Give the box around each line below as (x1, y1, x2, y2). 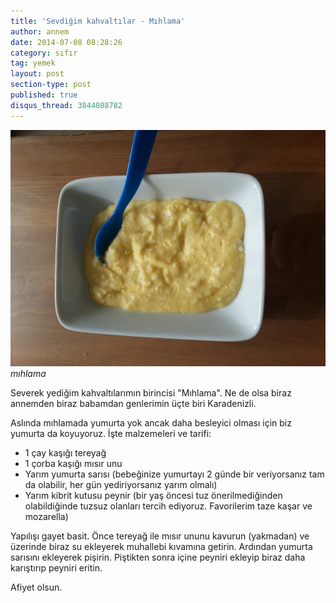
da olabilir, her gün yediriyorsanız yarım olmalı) (24, 478, 218, 490)
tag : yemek (10, 58, 56, 69)
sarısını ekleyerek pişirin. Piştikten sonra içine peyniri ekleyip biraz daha (10, 551, 306, 563)
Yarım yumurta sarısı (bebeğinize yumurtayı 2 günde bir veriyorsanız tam (24, 468, 325, 480)
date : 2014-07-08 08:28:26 (10, 37, 123, 47)
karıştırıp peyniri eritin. (10, 561, 103, 574)
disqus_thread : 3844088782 (10, 100, 123, 110)
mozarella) (24, 510, 69, 522)
